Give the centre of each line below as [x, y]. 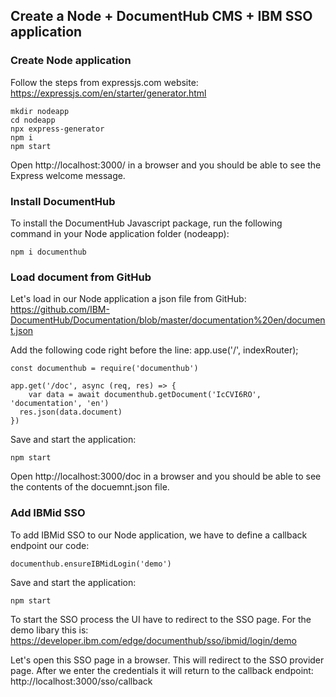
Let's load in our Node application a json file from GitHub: [128, 299]
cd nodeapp [33, 120]
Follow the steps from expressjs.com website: [104, 82]
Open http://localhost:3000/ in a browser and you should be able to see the [166, 165]
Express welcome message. [68, 175]
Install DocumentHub [63, 201]
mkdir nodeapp [40, 111]
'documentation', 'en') [60, 404]
